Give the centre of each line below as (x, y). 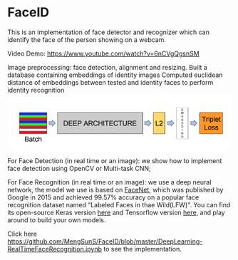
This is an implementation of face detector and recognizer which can (109, 32)
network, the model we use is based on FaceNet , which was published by (115, 189)
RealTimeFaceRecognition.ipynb (55, 249)
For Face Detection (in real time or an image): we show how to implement (115, 160)
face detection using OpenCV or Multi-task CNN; (79, 168)
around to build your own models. (57, 220)
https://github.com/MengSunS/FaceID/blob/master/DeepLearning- (105, 241)
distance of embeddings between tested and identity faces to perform (110, 82)
